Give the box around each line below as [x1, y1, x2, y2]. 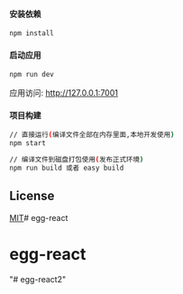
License [9, 188, 55, 204]
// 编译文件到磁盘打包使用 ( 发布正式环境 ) [9, 155, 144, 164]
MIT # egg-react [9, 212, 69, 223]
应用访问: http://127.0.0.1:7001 [9, 87, 119, 98]
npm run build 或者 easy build [9, 163, 124, 172]
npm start [9, 139, 47, 148]
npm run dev [9, 70, 54, 79]
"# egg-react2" [9, 273, 66, 284]
